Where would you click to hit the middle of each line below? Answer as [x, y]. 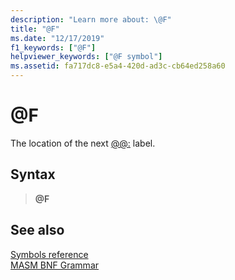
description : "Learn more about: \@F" [91, 19]
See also [37, 230]
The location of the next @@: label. [83, 143]
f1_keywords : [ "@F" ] [53, 47]
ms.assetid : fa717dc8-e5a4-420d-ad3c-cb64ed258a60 [118, 66]
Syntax [33, 174]
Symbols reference [49, 254]
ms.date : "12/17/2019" [57, 38]
